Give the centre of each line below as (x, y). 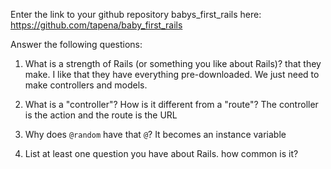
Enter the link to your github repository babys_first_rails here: (136, 14)
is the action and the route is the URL (101, 115)
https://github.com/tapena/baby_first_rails (96, 25)
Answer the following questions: (76, 44)
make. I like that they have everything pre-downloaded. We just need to (172, 74)
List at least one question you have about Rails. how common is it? (161, 153)
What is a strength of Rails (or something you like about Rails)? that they (173, 63)
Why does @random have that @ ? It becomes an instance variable (155, 134)
